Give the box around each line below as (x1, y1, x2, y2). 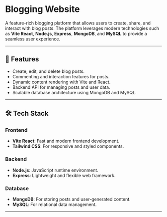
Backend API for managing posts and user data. (12, 84, 110, 90)
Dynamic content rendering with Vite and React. (12, 79, 111, 85)
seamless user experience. (5, 36, 61, 42)
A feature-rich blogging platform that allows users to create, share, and (5, 20, 151, 26)
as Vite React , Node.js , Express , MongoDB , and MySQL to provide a (5, 30, 148, 36)
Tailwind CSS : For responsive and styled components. (12, 143, 124, 149)
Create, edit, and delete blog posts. (12, 68, 85, 74)
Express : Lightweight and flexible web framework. (12, 172, 116, 178)
